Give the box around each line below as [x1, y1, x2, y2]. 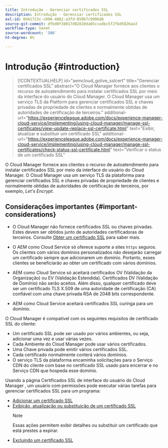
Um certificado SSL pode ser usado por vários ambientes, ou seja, [12, 330, 149, 336]
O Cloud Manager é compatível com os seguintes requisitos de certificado [5, 315, 158, 321]
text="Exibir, [129, 125, 155, 131]
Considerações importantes [5, 203, 94, 211]
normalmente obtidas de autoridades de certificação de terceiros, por [5, 183, 149, 189]
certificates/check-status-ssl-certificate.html [17, 146, 110, 152]
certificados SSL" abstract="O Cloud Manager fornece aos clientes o [17, 83, 160, 89]
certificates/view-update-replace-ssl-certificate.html [17, 125, 126, 131]
